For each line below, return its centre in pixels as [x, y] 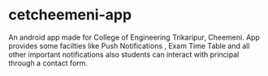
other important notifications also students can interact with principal [124, 54]
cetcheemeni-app [70, 15]
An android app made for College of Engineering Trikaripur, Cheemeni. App [134, 37]
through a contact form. [48, 63]
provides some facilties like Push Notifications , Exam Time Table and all [129, 45]
